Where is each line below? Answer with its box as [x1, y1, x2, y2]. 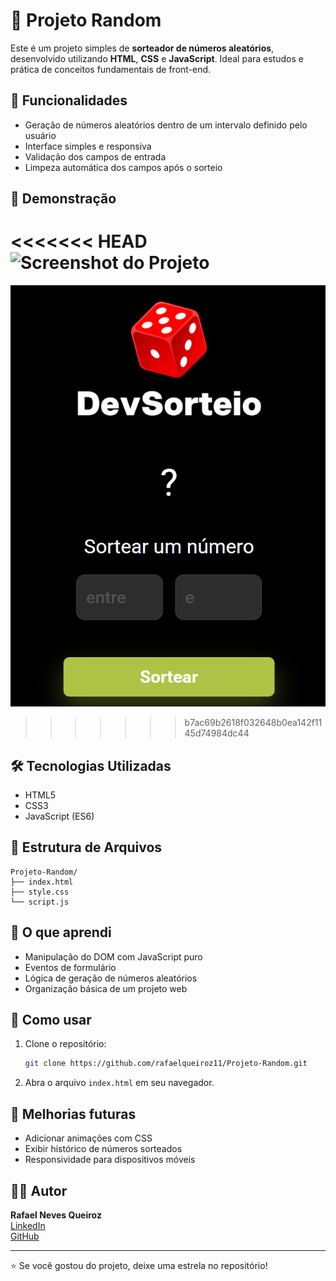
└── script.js [10, 897, 70, 907]
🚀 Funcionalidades [10, 92, 128, 109]
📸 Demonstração [10, 190, 117, 208]
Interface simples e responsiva [24, 140, 152, 152]
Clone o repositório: [24, 1038, 107, 1050]
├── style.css [10, 887, 70, 897]
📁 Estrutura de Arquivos [10, 839, 163, 856]
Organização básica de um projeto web [24, 982, 188, 994]
